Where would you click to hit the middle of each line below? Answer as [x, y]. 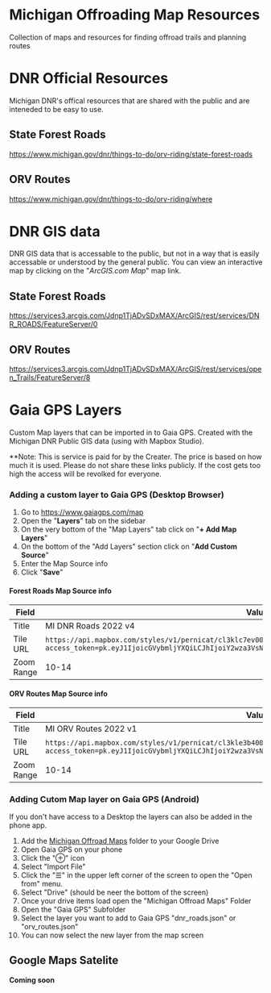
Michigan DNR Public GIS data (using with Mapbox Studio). [107, 441]
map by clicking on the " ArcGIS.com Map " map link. [95, 271]
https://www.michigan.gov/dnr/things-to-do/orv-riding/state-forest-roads [131, 154]
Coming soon [32, 980]
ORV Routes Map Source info [58, 694]
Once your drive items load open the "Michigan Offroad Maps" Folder [136, 901]
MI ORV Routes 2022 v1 [91, 728]
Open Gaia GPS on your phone [72, 849]
